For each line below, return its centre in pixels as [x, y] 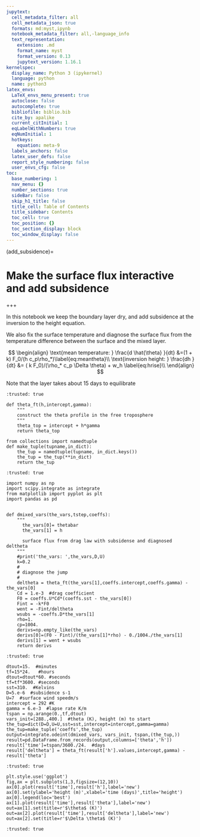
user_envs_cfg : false [39, 168]
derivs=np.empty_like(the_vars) [57, 630]
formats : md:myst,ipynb [41, 28]
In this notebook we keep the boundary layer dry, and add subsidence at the [100, 316]
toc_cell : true [30, 218]
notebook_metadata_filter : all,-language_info [70, 34]
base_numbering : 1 [35, 179]
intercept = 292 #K [30, 703]
